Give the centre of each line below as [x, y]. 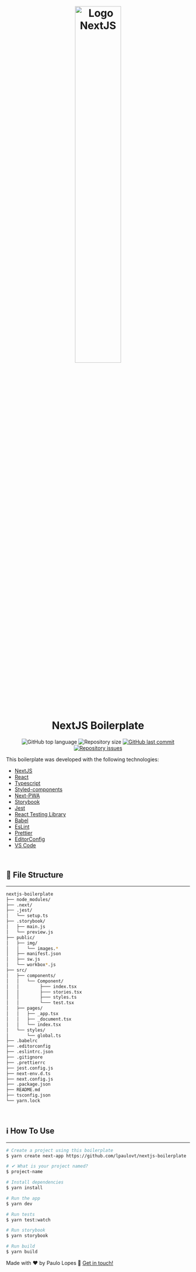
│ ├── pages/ [24, 1008]
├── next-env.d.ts [28, 1074]
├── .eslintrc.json [30, 1052]
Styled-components [38, 789]
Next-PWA [27, 795]
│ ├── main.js [26, 927]
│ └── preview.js [30, 932]
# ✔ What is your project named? [47, 1166]
